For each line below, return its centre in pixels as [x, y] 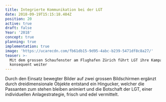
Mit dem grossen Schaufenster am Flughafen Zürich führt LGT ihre [79, 60]
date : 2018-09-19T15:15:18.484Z [38, 14]
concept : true [20, 37]
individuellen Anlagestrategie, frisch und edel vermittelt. [62, 95]
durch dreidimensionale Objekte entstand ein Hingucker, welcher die [75, 84]
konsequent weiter [29, 65]
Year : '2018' [19, 33]
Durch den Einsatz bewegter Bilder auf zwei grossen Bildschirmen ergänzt [81, 79]
